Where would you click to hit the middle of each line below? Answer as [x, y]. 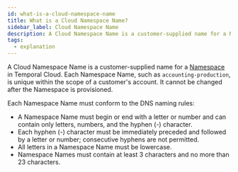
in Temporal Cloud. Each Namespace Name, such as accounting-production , [119, 74]
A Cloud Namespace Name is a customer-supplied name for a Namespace [116, 67]
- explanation [34, 47]
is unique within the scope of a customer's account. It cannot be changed [115, 82]
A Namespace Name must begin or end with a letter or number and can [122, 117]
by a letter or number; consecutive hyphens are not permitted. [108, 139]
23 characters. [39, 162]
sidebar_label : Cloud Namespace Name [63, 27]
